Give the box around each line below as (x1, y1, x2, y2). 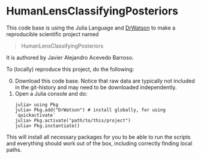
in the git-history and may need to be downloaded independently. (14, 83, 177, 91)
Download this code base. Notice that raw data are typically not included (14, 77, 195, 84)
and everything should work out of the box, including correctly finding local (6, 140, 193, 147)
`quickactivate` (14, 112, 56, 118)
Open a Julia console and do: (14, 90, 88, 97)
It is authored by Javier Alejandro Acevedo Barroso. (6, 54, 134, 61)
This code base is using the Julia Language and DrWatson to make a (6, 24, 176, 31)
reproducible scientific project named (6, 30, 99, 37)
